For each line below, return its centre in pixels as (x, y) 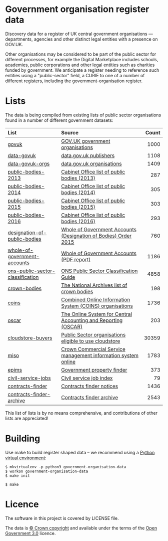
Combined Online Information (95, 299)
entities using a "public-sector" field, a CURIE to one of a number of (75, 75)
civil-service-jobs (29, 378)
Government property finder (94, 370)
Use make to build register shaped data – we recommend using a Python (80, 452)
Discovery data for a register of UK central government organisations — (79, 34)
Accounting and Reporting (92, 320)
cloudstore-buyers (30, 338)
